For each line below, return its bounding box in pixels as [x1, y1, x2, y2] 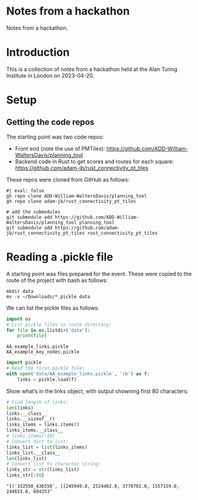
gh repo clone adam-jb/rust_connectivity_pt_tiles [6, 198, 136, 204]
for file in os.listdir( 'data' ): [6, 327, 91, 334]
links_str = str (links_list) [6, 467, 80, 473]
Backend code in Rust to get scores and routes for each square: [14, 157, 174, 165]
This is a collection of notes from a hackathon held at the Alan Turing [6, 65, 178, 73]
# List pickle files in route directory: [6, 321, 112, 327]
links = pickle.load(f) [17, 377, 77, 383]
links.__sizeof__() [6, 416, 56, 422]
